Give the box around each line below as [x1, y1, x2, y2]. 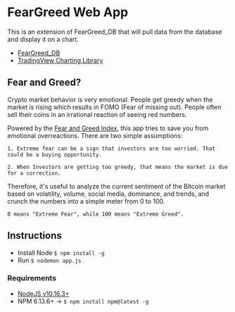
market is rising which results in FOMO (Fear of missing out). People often [7, 103, 222, 111]
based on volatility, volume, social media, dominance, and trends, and [7, 189, 210, 198]
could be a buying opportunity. [7, 151, 102, 158]
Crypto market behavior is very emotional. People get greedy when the [7, 95, 213, 104]
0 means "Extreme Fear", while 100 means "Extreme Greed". [7, 211, 184, 218]
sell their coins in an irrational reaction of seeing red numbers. [7, 110, 187, 118]
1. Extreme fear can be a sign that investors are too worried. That [7, 145, 216, 152]
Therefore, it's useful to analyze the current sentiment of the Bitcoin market [7, 182, 226, 190]
